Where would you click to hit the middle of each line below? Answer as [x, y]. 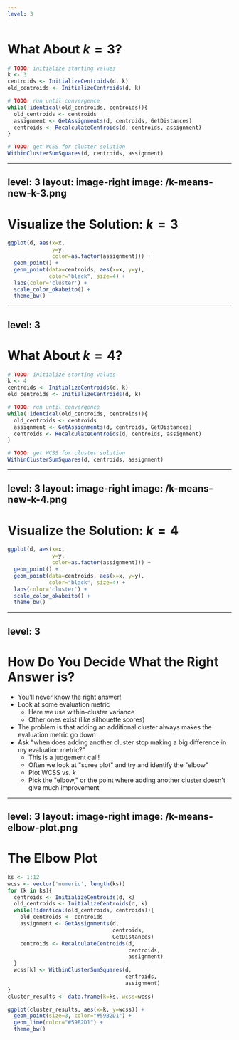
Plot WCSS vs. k [52, 772]
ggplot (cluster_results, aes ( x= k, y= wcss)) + [76, 1009]
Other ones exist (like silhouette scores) [86, 719]
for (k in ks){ [30, 890]
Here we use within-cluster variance [81, 712]
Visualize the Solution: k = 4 [93, 530]
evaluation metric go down [57, 734]
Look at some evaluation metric [64, 704]
